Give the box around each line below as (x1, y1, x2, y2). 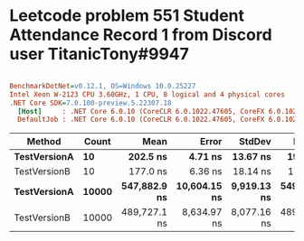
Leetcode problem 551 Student (9, 5, 244, 26)
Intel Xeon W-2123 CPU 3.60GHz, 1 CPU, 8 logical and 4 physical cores (9, 89, 285, 99)
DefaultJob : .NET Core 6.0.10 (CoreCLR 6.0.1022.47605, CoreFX (17, 115, 265, 125)
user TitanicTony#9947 (9, 44, 190, 64)
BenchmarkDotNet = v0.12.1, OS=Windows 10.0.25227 (9, 81, 196, 90)
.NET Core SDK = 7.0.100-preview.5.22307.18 (9, 98, 172, 107)
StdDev (239, 135, 271, 148)
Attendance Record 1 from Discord (9, 24, 273, 45)
